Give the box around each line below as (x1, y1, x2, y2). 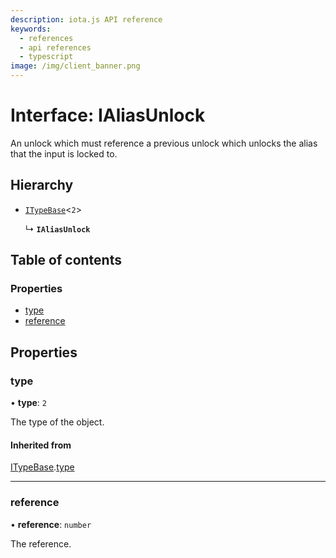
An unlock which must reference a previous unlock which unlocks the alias (10, 137, 318, 149)
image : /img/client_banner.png (10, 61, 141, 71)
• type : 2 (10, 397, 47, 409)
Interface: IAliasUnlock (10, 104, 206, 127)
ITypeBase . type (10, 461, 75, 473)
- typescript (19, 52, 74, 62)
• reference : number (10, 518, 92, 530)
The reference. (10, 537, 72, 550)
